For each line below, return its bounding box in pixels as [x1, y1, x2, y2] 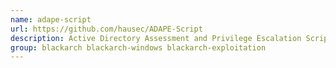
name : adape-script [10, 14, 92, 25]
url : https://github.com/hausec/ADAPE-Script [10, 24, 203, 34]
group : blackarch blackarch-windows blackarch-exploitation [10, 42, 267, 53]
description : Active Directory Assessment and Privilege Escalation [10, 33, 302, 43]
